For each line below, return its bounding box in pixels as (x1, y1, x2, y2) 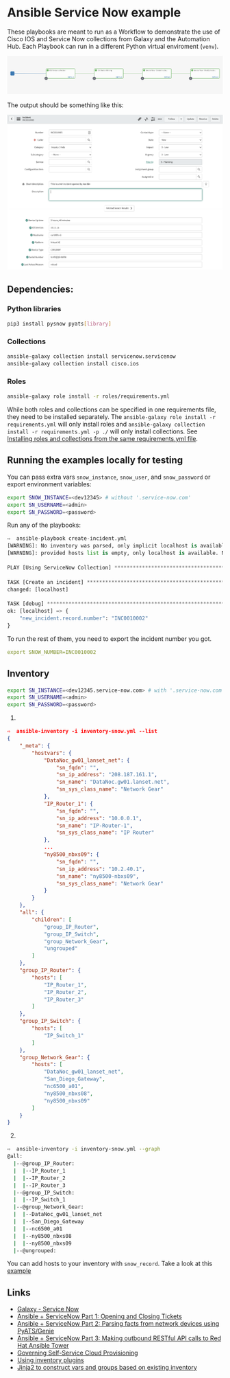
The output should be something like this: (7, 101, 125, 109)
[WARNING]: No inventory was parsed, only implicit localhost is (7, 543, 197, 550)
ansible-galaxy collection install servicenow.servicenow (7, 353, 176, 360)
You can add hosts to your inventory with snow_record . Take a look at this (7, 1259, 213, 1268)
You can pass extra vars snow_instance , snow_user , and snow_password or (7, 473, 211, 481)
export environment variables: (7, 479, 92, 488)
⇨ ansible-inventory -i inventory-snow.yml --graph (7, 1146, 161, 1153)
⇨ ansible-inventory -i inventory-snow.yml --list (7, 728, 157, 735)
